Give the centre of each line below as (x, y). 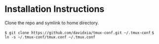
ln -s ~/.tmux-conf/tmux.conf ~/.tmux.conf (50, 37)
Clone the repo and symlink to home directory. (52, 23)
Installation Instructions (55, 9)
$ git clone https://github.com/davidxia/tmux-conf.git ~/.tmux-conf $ (79, 33)
